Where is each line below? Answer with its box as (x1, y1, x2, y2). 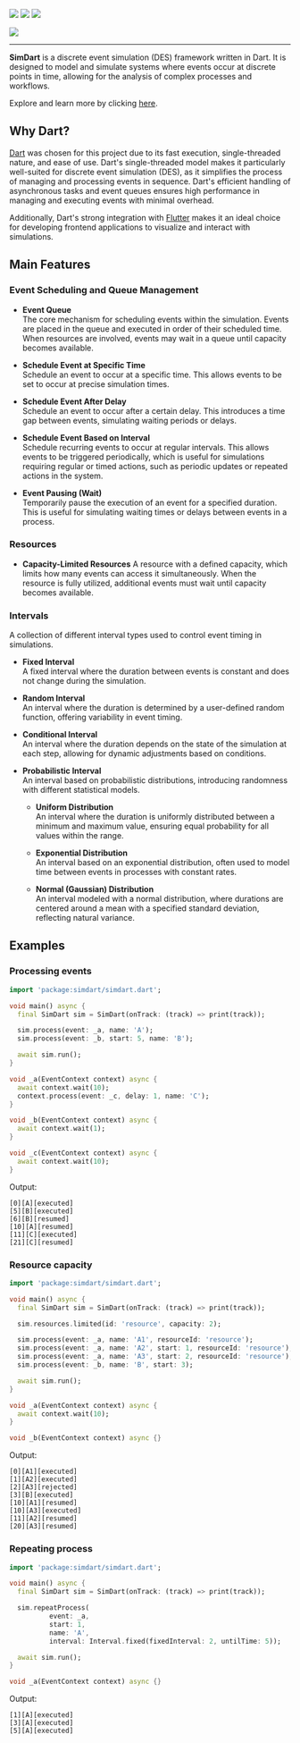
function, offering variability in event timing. (21, 712, 183, 723)
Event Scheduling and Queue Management (9, 284, 199, 297)
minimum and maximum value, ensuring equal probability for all (35, 821, 270, 831)
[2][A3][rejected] (9, 1483, 78, 1492)
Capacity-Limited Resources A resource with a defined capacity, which (21, 559, 288, 569)
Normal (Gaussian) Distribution (35, 884, 154, 895)
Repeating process (9, 1543, 94, 1555)
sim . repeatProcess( (17, 1604, 90, 1612)
